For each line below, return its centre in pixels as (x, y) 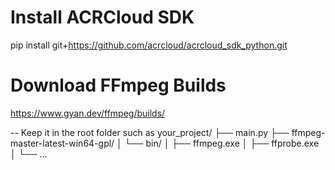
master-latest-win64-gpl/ (62, 143)
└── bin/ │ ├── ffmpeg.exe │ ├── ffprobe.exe (222, 143)
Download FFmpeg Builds (118, 85)
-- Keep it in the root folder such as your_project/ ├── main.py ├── (150, 132)
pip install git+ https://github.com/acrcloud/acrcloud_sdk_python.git (149, 45)
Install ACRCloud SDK (102, 17)
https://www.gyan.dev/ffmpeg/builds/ (88, 113)
